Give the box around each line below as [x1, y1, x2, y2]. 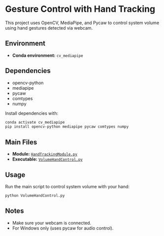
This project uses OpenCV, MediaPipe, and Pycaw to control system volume [5, 20, 160, 26]
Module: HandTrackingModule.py [12, 151, 78, 157]
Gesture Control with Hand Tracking [5, 3, 156, 15]
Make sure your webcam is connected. [12, 220, 92, 226]
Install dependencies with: [5, 110, 59, 116]
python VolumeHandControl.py [5, 193, 65, 198]
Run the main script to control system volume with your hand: [5, 183, 130, 189]
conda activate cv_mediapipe [5, 120, 65, 125]
